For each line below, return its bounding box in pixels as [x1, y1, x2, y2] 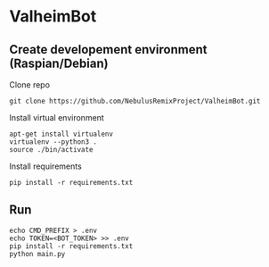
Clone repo [9, 79, 51, 90]
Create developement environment [9, 42, 208, 57]
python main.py [9, 249, 66, 258]
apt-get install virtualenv [9, 129, 114, 138]
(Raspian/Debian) [9, 55, 109, 71]
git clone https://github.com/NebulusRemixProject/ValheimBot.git [9, 96, 261, 105]
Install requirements [9, 161, 82, 171]
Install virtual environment [9, 113, 104, 122]
